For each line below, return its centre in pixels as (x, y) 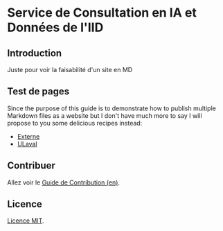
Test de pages (38, 92)
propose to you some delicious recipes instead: (75, 123)
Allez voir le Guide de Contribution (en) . (63, 182)
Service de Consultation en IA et (102, 13)
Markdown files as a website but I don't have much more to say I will (105, 115)
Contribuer (31, 165)
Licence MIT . (26, 221)
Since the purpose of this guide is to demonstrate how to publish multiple (111, 108)
